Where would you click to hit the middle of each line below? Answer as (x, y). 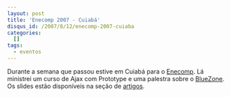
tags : (15, 45)
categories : (24, 33)
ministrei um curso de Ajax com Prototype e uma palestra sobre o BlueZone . (116, 78)
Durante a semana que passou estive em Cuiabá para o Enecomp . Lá (105, 71)
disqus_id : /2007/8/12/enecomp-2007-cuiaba (71, 26)
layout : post (26, 13)
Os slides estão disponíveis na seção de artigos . (76, 86)
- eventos (27, 52)
